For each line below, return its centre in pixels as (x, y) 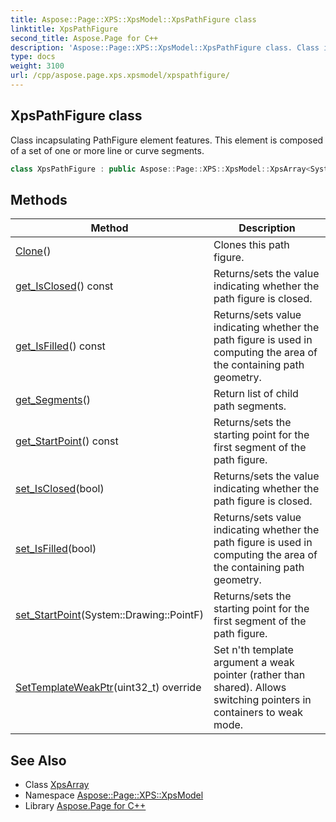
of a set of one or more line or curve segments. (107, 150)
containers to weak (258, 713)
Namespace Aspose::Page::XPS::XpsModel (114, 795)
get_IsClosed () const (64, 286)
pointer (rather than (259, 675)
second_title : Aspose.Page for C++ (84, 38)
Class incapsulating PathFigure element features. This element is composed (167, 140)
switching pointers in (262, 700)
